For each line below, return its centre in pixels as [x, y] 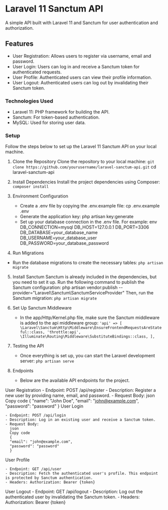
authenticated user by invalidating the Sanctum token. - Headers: [72, 497]
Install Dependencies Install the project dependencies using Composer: [86, 182]
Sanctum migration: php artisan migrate [54, 298]
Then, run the [140, 293]
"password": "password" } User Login [44, 406]
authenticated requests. [37, 72]
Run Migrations [28, 253]
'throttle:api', [64, 332]
